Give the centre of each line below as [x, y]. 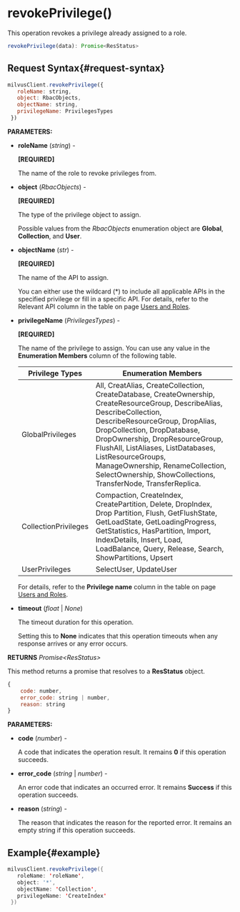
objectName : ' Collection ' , [57, 889]
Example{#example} [54, 852]
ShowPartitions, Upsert [134, 557]
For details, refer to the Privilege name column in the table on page [117, 586]
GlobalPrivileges [49, 434]
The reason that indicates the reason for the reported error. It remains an [125, 823]
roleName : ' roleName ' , [50, 876]
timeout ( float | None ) [50, 608]
